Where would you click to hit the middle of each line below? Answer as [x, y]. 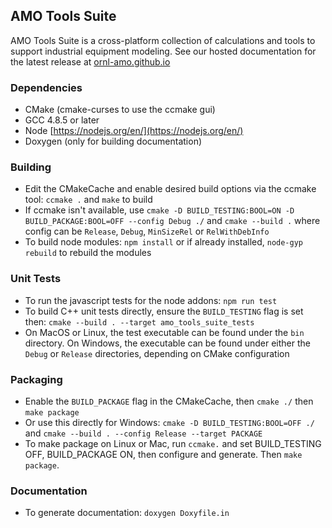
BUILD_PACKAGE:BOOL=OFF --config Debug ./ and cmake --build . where [172, 221]
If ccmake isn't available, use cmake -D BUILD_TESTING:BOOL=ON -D [159, 210]
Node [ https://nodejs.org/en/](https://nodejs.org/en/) [134, 131]
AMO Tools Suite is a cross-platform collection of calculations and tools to [163, 40]
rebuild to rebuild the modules [88, 253]
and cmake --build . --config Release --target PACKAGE [143, 433]
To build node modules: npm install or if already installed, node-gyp [164, 242]
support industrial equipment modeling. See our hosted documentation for [163, 51]
